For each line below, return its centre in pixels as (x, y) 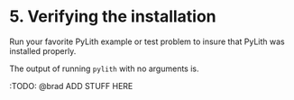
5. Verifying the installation (113, 17)
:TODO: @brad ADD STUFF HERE (71, 86)
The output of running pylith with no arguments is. (105, 68)
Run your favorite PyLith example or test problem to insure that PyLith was (147, 41)
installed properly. (43, 50)
